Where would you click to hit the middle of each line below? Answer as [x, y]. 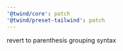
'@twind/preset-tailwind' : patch [56, 20]
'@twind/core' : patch [39, 14]
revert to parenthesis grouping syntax [61, 40]
